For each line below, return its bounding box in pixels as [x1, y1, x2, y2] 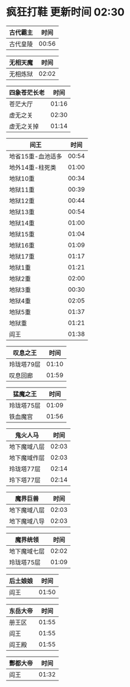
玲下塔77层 [9, 476, 41, 484]
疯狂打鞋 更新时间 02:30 [6, 5, 125, 19]
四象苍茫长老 [9, 88, 45, 97]
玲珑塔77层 [9, 465, 41, 473]
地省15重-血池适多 [9, 152, 63, 160]
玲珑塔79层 [9, 360, 41, 368]
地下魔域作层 [9, 453, 45, 462]
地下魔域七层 [9, 547, 45, 555]
